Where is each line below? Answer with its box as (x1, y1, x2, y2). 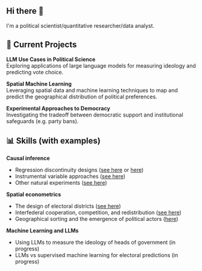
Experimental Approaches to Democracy (6, 104, 110, 112)
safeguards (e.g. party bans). (6, 117, 79, 124)
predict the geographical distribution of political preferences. (6, 93, 158, 100)
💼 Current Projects (6, 40, 77, 50)
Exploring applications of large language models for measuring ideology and (6, 62, 196, 69)
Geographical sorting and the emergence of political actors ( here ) (14, 215, 179, 223)
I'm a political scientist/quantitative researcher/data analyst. (6, 22, 155, 29)
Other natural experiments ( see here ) (14, 179, 107, 187)
